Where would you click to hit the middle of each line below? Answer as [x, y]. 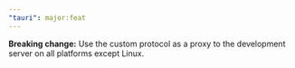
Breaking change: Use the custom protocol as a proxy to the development [147, 44]
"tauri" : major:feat [48, 18]
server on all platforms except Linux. [76, 53]
